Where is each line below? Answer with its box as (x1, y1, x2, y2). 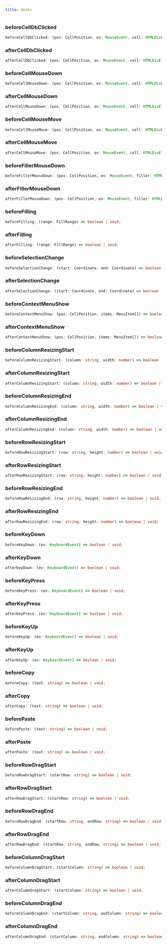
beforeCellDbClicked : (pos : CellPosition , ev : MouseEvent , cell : (5, 35, 143, 40)
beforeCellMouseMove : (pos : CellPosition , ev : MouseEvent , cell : (5, 127, 143, 132)
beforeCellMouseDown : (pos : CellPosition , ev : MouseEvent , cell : (5, 81, 143, 86)
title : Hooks (5, 7, 32, 12)
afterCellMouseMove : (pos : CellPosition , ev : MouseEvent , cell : (5, 150, 141, 155)
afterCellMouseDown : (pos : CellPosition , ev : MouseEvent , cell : (5, 104, 141, 109)
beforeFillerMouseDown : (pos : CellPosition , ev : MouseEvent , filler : (5, 173, 153, 178)
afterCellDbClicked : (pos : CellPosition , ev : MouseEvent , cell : (5, 58, 141, 63)
